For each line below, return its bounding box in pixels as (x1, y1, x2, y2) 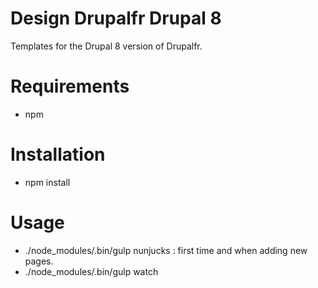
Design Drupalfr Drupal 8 (10, 7, 222, 30)
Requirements (10, 75, 130, 98)
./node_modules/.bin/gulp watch (24, 265, 159, 277)
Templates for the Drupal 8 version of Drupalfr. (10, 40, 203, 52)
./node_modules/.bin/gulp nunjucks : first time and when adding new (24, 244, 308, 256)
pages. (24, 255, 54, 267)
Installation (10, 143, 106, 166)
